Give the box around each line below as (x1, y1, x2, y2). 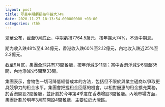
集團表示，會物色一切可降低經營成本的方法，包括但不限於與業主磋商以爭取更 (5, 79, 160, 84)
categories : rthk (5, 21, 41, 26)
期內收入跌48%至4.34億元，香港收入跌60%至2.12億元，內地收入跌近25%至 (5, 45, 159, 52)
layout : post (5, 7, 32, 12)
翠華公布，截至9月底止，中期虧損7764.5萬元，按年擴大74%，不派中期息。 (5, 35, 156, 41)
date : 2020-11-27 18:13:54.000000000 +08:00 (5, 16, 98, 21)
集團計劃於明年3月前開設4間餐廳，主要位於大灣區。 (5, 97, 110, 103)
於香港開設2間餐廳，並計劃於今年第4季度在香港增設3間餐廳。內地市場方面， (5, 91, 160, 97)
